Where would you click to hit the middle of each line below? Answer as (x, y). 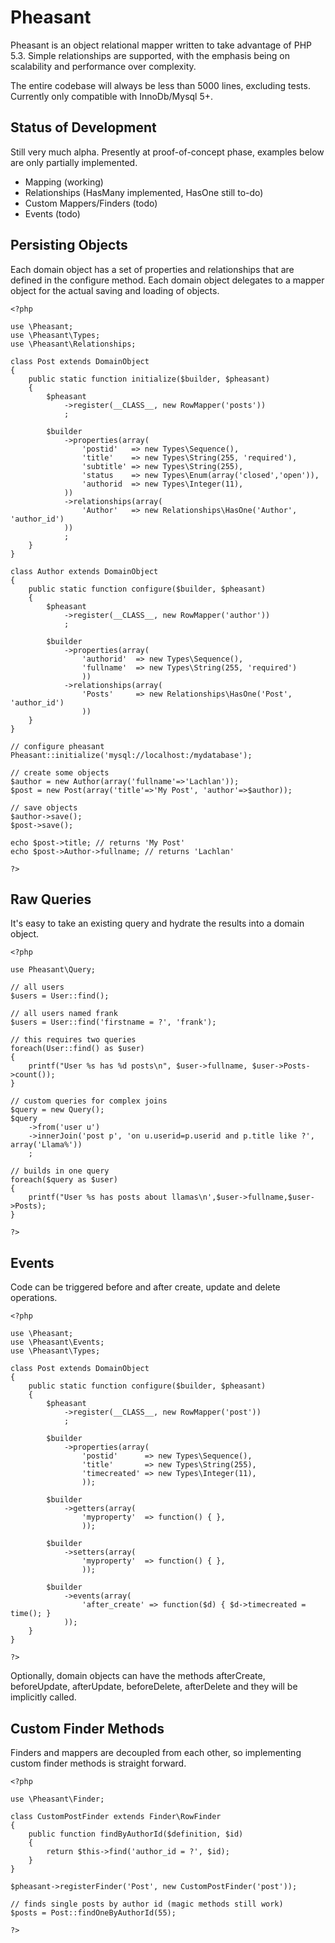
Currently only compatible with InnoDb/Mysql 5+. (112, 96)
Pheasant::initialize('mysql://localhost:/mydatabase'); (131, 755)
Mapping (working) (64, 182)
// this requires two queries (73, 1040)
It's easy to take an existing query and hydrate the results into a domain (157, 923)
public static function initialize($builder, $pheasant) (149, 379)
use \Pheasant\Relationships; (73, 344)
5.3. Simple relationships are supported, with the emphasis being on (150, 55)
